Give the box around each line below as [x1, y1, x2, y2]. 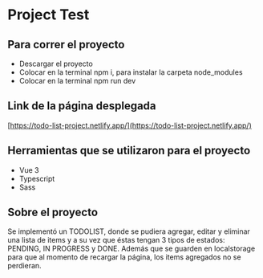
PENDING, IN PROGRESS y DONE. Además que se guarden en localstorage [7, 243, 256, 254]
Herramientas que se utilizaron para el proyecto [7, 144, 251, 157]
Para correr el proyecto [7, 38, 125, 51]
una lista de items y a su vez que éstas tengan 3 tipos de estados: [7, 235, 225, 245]
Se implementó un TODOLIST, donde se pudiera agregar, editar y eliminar [7, 227, 250, 236]
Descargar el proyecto [18, 59, 93, 68]
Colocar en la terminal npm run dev [18, 76, 136, 85]
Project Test [7, 6, 90, 24]
